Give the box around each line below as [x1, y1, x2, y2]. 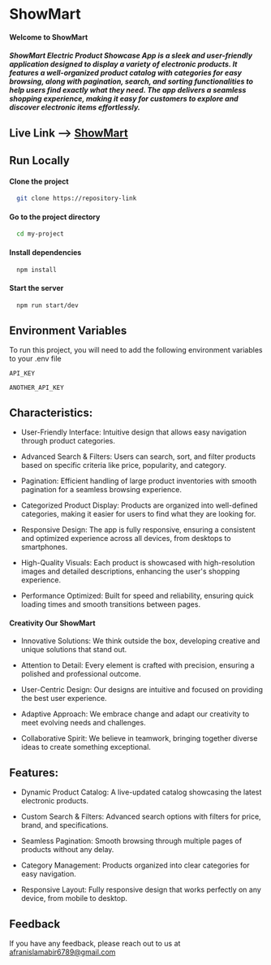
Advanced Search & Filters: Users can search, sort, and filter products [20, 452, 256, 461]
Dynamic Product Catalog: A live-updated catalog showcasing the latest [20, 787, 262, 797]
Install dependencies [9, 247, 82, 257]
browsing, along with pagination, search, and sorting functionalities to [9, 76, 254, 86]
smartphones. [20, 542, 68, 552]
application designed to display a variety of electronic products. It [9, 59, 238, 69]
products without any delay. [20, 845, 114, 855]
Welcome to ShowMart [9, 32, 88, 41]
